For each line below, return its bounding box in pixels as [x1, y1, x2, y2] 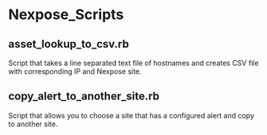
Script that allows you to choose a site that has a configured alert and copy [8, 110, 255, 120]
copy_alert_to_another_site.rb [8, 90, 160, 103]
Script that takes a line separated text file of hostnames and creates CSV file [8, 58, 259, 67]
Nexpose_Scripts [8, 6, 124, 24]
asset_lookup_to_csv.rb [8, 37, 129, 51]
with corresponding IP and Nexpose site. [8, 67, 142, 76]
